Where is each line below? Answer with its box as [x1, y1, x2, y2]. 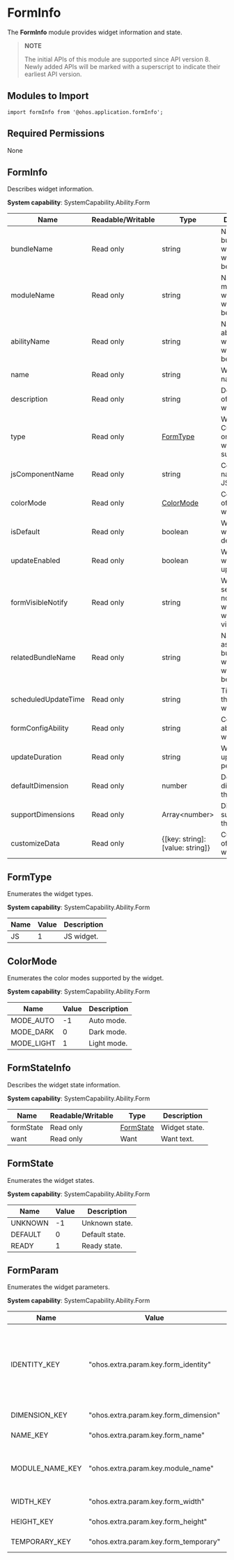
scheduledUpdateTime [10, 695, 85, 705]
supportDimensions [10, 810, 75, 820]
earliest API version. [24, 70, 82, 78]
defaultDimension [10, 781, 69, 790]
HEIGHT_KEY [10, 1517, 54, 1526]
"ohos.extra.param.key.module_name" [88, 1464, 214, 1473]
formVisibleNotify [10, 598, 68, 608]
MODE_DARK [10, 1027, 54, 1036]
